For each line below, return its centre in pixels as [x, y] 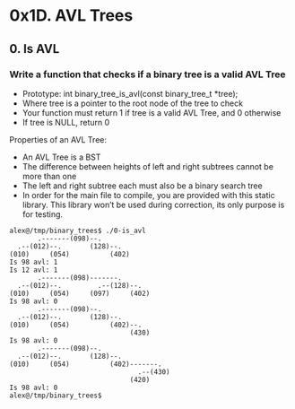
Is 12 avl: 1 [34, 270]
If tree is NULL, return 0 [66, 122]
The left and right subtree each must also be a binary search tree [142, 186]
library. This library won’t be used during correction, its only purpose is [153, 204]
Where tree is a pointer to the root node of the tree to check [133, 103]
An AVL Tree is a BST [61, 157]
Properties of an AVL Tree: [58, 139]
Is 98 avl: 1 [34, 262]
